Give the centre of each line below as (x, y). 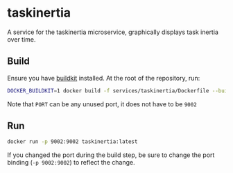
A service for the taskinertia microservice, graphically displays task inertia (113, 32)
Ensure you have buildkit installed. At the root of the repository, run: (104, 78)
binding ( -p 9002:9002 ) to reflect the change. (71, 163)
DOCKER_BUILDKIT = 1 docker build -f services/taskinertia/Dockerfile (108, 91)
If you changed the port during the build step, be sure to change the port (111, 155)
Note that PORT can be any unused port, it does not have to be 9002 (102, 104)
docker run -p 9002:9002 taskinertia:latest (72, 142)
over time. (21, 39)
